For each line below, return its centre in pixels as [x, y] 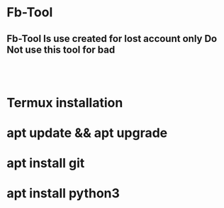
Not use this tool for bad [61, 49]
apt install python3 [63, 193]
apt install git [46, 163]
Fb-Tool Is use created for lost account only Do [112, 39]
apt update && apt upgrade [87, 133]
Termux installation [65, 103]
